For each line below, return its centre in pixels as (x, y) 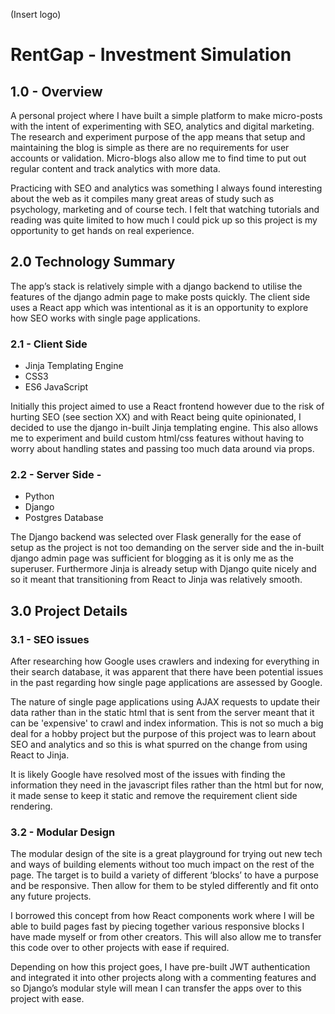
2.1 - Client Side (49, 344)
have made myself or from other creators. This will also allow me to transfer (166, 937)
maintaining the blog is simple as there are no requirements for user (150, 147)
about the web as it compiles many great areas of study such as (142, 198)
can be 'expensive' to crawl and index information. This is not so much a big (167, 723)
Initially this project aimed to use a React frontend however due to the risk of (167, 406)
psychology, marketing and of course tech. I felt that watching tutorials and (165, 209)
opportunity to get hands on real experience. (102, 230)
